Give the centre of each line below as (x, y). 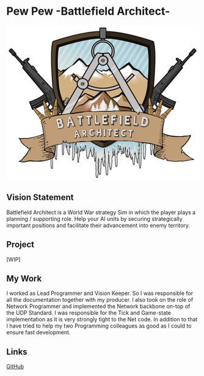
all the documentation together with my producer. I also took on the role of (100, 300)
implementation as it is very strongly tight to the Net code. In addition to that (102, 320)
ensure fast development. (38, 332)
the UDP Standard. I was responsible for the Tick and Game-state (89, 313)
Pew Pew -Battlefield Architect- (88, 11)
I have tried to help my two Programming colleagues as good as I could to (99, 326)
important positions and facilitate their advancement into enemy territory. (98, 225)
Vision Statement (40, 198)
